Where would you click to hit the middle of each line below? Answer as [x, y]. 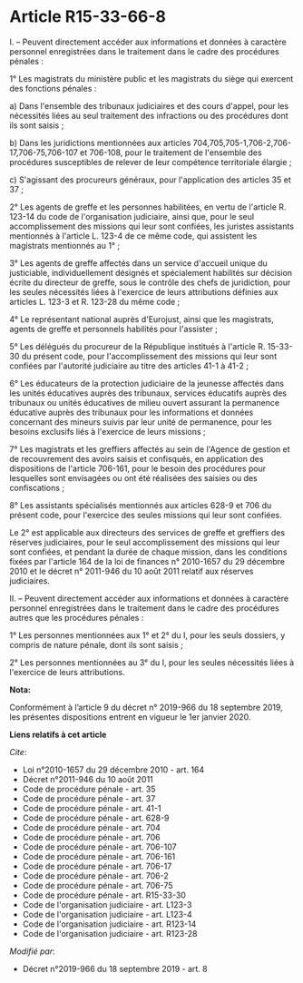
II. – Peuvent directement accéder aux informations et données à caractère [149, 598]
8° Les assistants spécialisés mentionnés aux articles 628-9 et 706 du [141, 505]
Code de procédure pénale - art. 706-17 [97, 866]
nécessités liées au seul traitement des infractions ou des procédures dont [149, 115]
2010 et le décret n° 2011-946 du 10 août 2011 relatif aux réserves [132, 571]
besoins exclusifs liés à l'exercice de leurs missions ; [108, 431]
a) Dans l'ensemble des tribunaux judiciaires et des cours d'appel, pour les [149, 105]
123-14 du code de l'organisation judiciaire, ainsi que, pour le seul [132, 216]
